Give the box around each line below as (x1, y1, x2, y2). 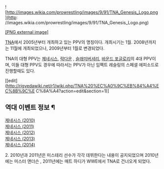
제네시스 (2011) (5, 123, 34, 129)
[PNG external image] (5, 29, 49, 35)
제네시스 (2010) (5, 117, 35, 123)
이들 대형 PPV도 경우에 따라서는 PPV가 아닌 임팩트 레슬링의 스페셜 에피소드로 (11, 62, 159, 67)
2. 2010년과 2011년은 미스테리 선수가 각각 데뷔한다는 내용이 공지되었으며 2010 (5, 152, 155, 158)
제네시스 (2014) (5, 142, 35, 148)
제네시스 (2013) (5, 135, 35, 141)
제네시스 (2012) (5, 129, 35, 135)
